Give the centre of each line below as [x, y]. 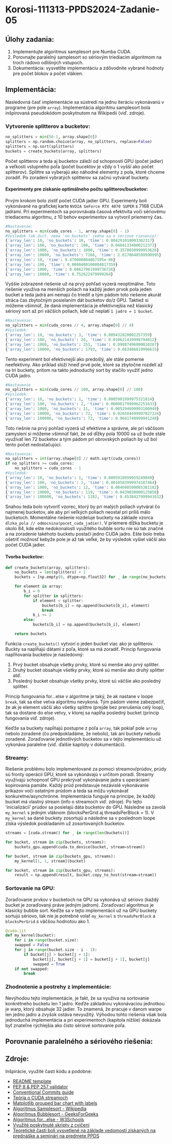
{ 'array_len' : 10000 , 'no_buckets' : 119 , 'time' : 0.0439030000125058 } [82, 492]
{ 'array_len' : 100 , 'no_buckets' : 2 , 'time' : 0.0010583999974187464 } [81, 482]
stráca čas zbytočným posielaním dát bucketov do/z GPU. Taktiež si [77, 300]
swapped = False [32, 945]
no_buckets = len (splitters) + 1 [50, 572]
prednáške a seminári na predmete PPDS [56, 1136]
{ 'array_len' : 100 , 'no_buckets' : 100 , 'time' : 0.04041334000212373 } [81, 246]
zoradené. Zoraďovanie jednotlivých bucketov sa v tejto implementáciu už [83, 739]
